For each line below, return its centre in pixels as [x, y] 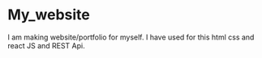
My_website [49, 15]
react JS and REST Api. [47, 45]
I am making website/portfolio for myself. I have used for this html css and [131, 37]
